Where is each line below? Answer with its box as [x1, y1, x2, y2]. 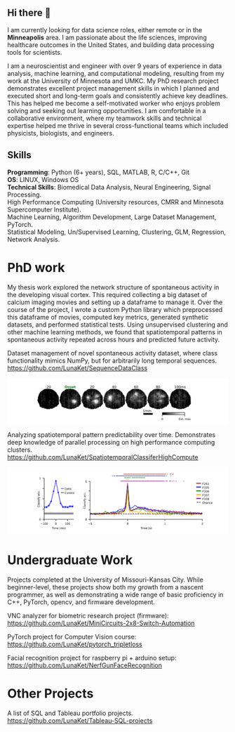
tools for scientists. [7, 48, 62, 56]
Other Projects [7, 686, 94, 701]
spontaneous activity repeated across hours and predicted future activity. [7, 335, 220, 344]
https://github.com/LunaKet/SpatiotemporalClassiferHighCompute [7, 452, 199, 461]
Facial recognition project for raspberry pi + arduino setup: [7, 653, 177, 662]
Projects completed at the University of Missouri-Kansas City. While [7, 575, 203, 584]
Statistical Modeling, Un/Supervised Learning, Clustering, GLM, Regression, [7, 228, 227, 236]
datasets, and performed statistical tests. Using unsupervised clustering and [7, 320, 228, 329]
